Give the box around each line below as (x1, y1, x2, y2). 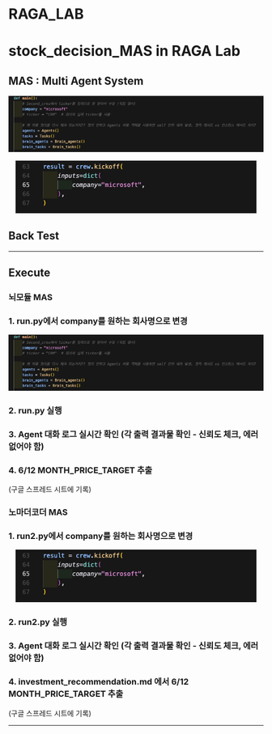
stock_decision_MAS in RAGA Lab (8, 42, 241, 61)
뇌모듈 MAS (8, 292, 53, 303)
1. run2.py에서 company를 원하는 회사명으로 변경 (8, 531, 193, 542)
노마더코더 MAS (8, 507, 69, 518)
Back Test (8, 229, 59, 243)
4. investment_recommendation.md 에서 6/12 (8, 677, 189, 688)
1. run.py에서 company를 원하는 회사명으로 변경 (8, 315, 188, 326)
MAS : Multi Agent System (8, 74, 144, 87)
